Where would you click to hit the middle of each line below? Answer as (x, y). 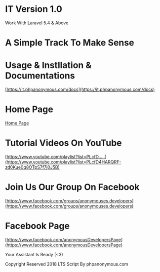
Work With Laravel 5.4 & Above (37, 23)
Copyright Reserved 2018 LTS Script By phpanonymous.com (67, 264)
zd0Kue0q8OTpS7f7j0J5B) (33, 167)
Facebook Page (38, 226)
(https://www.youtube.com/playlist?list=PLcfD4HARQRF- (63, 162)
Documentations (40, 76)
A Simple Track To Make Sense (70, 43)
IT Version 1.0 (34, 9)
